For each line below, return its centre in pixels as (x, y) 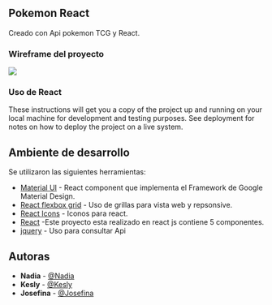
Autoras (29, 256)
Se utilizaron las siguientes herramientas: (77, 172)
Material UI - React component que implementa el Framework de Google (141, 188)
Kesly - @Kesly (46, 285)
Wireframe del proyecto (56, 54)
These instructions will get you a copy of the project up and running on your (135, 110)
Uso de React (35, 92)
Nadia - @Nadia (47, 276)
